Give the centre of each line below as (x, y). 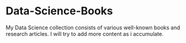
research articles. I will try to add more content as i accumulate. (85, 33)
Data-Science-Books (59, 11)
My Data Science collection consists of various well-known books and (93, 27)
